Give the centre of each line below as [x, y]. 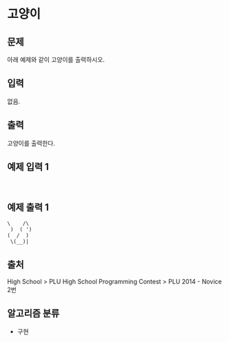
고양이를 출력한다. [31, 143]
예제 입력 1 [28, 167]
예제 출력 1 [28, 207]
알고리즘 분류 [33, 313]
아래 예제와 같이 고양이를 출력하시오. [56, 60]
